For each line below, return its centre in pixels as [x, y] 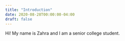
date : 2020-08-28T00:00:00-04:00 [40, 14]
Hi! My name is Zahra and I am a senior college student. [62, 33]
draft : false [19, 19]
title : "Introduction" [29, 10]
